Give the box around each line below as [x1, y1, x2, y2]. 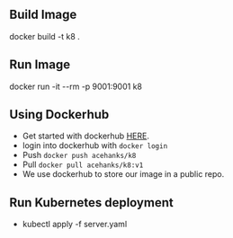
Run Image [9, 57, 70, 73]
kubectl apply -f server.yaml [22, 219, 128, 230]
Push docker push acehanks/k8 [22, 150, 137, 161]
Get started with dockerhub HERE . [22, 130, 150, 142]
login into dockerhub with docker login [22, 140, 168, 151]
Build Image [9, 7, 77, 22]
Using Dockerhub [9, 107, 110, 122]
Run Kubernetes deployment [9, 195, 174, 210]
